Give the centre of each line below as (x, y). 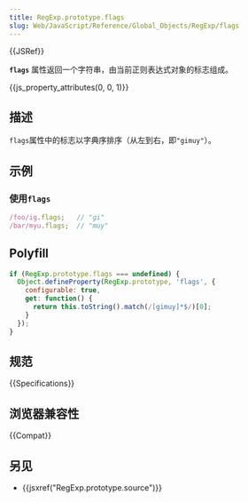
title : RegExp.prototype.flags (67, 17)
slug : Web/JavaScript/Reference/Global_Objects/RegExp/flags (124, 26)
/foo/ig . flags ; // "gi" (57, 218)
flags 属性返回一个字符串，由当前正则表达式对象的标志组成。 (121, 69)
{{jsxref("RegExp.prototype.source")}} (92, 488)
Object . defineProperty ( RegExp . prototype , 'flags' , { (116, 282)
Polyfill (29, 254)
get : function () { (59, 299)
